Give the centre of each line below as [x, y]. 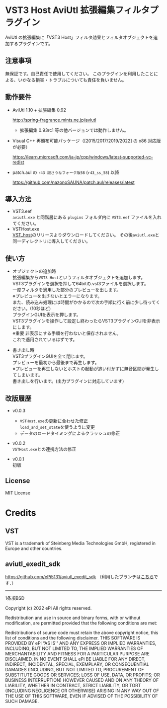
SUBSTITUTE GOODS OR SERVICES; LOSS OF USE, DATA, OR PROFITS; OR [83, 675]
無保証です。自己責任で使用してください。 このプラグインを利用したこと [80, 74]
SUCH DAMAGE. [22, 701]
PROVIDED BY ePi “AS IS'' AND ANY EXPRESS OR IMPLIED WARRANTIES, [81, 643]
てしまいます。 [28, 375]
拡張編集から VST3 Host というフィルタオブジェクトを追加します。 [79, 277]
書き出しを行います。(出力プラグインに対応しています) [68, 381]
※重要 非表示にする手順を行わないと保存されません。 [67, 333]
